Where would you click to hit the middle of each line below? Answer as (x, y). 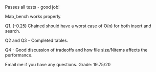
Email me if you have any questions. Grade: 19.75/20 (58, 64)
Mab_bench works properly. (33, 16)
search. (13, 31)
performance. (19, 55)
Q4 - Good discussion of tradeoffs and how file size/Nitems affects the (76, 50)
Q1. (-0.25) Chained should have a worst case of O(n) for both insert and (78, 26)
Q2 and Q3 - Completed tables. (37, 40)
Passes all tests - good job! (33, 7)
